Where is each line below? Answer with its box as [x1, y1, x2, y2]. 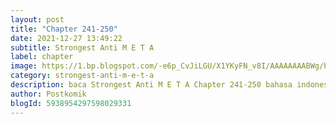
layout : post [10, 14, 65, 25]
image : [10, 61, 38, 71]
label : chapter [10, 52, 74, 62]
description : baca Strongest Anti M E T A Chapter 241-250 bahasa [10, 80, 293, 90]
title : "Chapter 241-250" [10, 24, 118, 34]
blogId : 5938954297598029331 [10, 98, 132, 108]
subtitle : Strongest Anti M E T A [10, 42, 155, 53]
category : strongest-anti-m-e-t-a [10, 71, 155, 81]
